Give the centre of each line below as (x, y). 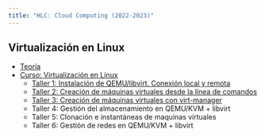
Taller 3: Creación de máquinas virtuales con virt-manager (127, 101)
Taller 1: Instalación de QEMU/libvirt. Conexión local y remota (131, 83)
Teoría (30, 67)
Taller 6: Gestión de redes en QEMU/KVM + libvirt (112, 126)
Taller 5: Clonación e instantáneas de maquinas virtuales (124, 117)
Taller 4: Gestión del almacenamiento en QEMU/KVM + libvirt (131, 108)
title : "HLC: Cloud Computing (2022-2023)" (81, 15)
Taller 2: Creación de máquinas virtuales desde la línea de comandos (144, 92)
